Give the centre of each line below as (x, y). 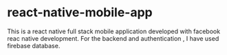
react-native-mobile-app (80, 13)
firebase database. (34, 45)
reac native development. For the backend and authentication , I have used (113, 38)
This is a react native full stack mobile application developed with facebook (114, 31)
